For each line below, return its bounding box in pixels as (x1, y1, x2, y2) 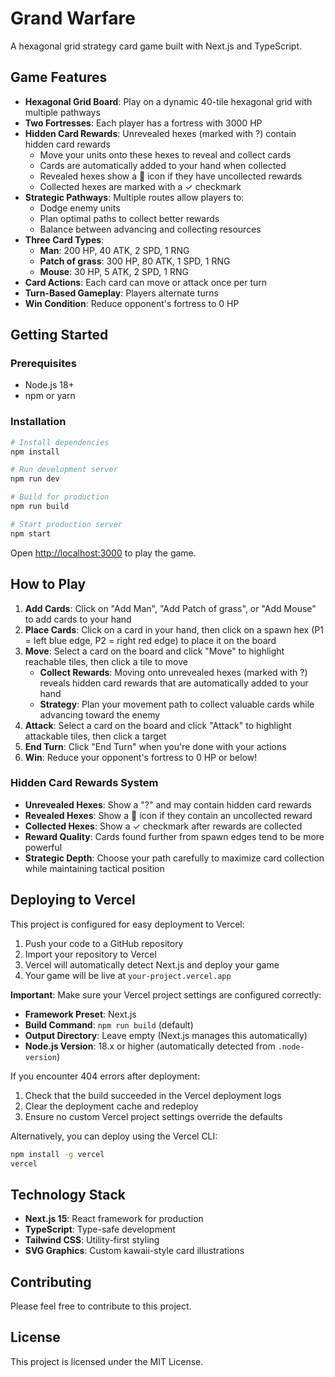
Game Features (10, 69, 108, 86)
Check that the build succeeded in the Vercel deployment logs (24, 1089, 282, 1101)
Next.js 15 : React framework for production (24, 1213, 204, 1225)
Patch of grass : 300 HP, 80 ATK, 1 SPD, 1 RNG (39, 255, 231, 267)
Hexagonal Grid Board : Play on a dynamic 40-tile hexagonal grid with (24, 95, 313, 107)
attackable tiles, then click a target (24, 730, 167, 742)
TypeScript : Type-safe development (24, 1223, 176, 1236)
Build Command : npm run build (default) (24, 1018, 194, 1031)
